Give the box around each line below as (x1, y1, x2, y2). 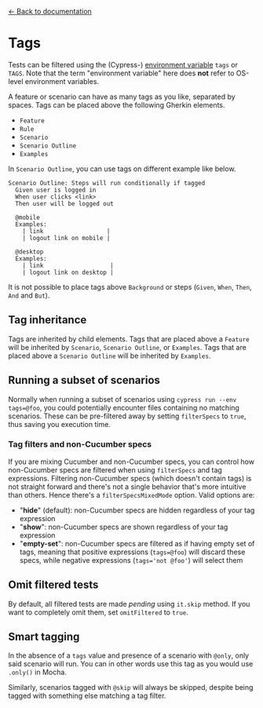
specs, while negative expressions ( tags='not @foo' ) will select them (19, 555, 243, 564)
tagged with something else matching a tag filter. (8, 691, 166, 701)
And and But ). (8, 290, 50, 300)
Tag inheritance (8, 313, 87, 327)
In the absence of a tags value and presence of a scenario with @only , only (8, 651, 250, 660)
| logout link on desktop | (22, 268, 114, 276)
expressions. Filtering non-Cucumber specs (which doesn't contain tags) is (8, 473, 252, 483)
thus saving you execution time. (8, 419, 111, 429)
